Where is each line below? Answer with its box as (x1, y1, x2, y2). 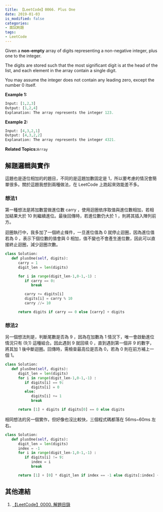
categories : (5, 20, 29, 26)
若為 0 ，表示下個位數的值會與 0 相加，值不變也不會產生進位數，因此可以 (5, 236, 151, 241)
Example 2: (5, 119, 28, 125)
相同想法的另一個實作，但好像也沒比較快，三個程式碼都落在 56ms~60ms (5, 416, 151, 422)
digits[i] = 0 (31, 385, 60, 390)
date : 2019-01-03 (5, 12, 40, 17)
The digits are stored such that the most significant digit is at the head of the (5, 62, 158, 68)
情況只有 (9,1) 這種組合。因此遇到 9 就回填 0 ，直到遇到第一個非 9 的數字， (5, 340, 154, 346)
